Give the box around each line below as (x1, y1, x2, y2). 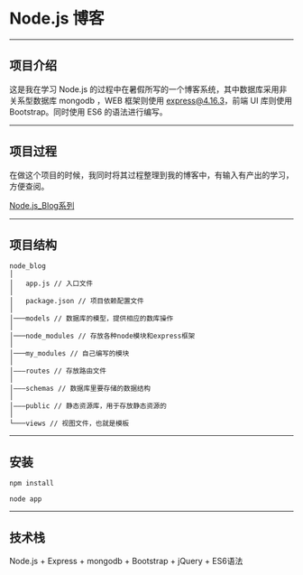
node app (9, 495, 42, 504)
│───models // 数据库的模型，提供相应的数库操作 (9, 314, 174, 323)
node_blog (9, 262, 47, 271)
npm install (9, 479, 54, 488)
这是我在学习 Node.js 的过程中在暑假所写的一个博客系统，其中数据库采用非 (9, 83, 288, 95)
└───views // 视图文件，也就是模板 (9, 419, 129, 429)
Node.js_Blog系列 (9, 199, 75, 210)
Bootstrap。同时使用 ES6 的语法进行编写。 (9, 106, 169, 117)
